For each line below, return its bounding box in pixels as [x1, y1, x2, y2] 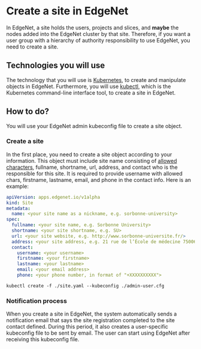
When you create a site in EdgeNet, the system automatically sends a [6, 310, 177, 318]
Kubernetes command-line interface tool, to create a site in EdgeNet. [6, 89, 176, 96]
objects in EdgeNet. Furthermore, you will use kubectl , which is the [6, 83, 172, 90]
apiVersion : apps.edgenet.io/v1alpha [6, 194, 100, 200]
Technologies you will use [6, 60, 105, 71]
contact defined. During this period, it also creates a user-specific [6, 323, 169, 330]
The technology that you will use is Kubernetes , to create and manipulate [6, 76, 187, 83]
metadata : [6, 205, 31, 211]
